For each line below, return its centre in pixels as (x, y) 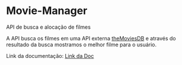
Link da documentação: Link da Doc (50, 56)
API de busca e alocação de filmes (48, 27)
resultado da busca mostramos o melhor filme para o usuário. (82, 45)
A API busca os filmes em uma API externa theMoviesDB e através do (91, 38)
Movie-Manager (47, 11)
